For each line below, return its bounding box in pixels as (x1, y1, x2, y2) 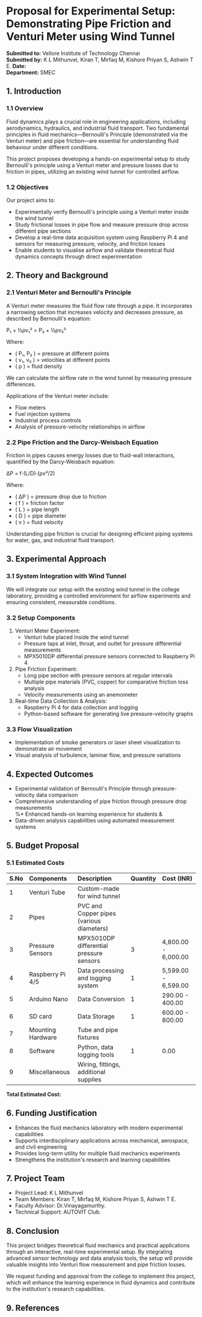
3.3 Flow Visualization (6, 725, 73, 733)
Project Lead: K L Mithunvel (14, 1189, 84, 1197)
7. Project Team (6, 1173, 65, 1184)
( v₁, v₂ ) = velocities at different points (14, 356, 110, 363)
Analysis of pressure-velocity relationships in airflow (14, 423, 145, 430)
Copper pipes (77, 909, 116, 917)
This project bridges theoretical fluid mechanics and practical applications (6, 1242, 190, 1249)
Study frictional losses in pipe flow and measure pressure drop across (14, 221, 189, 228)
